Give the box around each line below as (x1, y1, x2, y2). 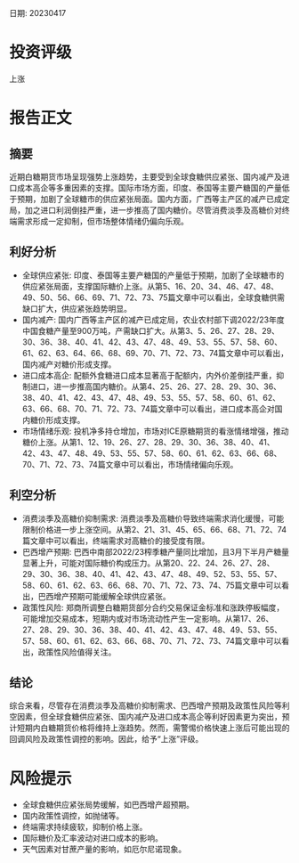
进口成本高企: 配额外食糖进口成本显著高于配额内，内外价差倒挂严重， (21, 370, 277, 380)
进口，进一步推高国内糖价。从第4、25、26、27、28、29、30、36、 (29, 381, 282, 392)
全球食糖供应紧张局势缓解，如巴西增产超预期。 (21, 800, 194, 810)
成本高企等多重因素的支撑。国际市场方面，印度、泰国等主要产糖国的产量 (16, 182, 282, 193)
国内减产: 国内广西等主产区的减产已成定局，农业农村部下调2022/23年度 (21, 314, 285, 325)
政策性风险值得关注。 (37, 647, 117, 657)
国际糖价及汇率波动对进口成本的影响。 (21, 833, 163, 843)
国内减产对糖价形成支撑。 (21, 359, 117, 370)
